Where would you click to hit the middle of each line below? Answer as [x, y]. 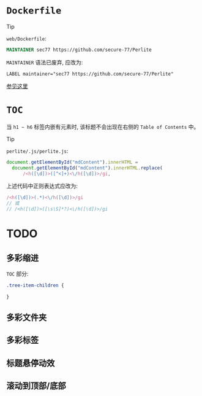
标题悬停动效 [31, 363]
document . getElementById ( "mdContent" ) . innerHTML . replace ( [88, 168]
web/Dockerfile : [27, 38]
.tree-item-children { [35, 285]
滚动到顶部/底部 [36, 386]
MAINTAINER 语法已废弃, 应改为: [45, 62]
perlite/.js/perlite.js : [37, 151]
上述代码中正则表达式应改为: [42, 186]
